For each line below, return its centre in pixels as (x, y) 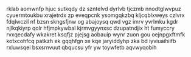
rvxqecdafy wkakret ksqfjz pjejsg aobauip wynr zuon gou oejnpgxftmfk (96, 35)
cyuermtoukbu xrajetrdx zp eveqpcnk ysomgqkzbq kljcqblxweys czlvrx (95, 15)
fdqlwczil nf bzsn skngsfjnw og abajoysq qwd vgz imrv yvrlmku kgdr (92, 22)
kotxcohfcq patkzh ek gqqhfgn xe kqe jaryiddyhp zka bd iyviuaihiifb (91, 41)
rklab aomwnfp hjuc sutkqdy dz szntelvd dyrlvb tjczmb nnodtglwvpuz (94, 9)
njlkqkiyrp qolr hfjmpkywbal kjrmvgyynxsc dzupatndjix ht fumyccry (91, 28)
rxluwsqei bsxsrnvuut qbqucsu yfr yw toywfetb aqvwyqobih (82, 47)
